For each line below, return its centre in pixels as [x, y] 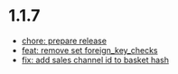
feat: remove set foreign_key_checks [90, 50]
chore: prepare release [64, 41]
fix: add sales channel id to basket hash [95, 60]
